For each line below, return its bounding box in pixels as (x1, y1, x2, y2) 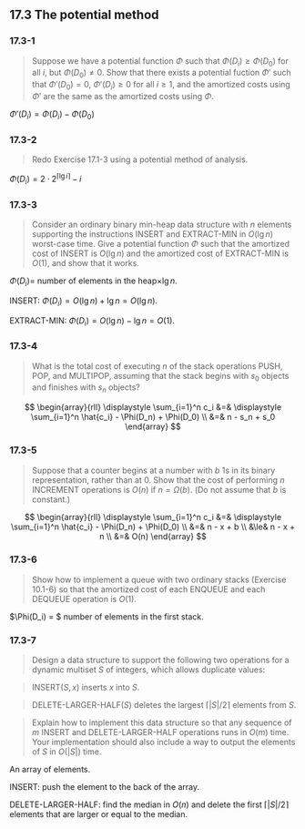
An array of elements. (9, 764, 91, 775)
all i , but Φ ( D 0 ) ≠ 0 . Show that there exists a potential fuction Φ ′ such (31, 67, 291, 80)
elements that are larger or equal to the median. (9, 809, 188, 820)
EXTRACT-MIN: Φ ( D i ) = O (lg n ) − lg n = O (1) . (9, 314, 176, 328)
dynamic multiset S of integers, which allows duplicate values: (31, 664, 266, 675)
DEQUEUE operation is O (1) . (31, 593, 137, 604)
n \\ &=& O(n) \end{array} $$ (99, 530, 207, 541)
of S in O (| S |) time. (31, 746, 102, 757)
